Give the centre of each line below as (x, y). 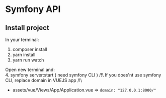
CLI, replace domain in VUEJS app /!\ (44, 80)
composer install (30, 49)
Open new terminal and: (30, 69)
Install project (27, 28)
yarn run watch (28, 60)
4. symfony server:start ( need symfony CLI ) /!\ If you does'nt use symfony (83, 75)
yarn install (24, 54)
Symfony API (33, 9)
